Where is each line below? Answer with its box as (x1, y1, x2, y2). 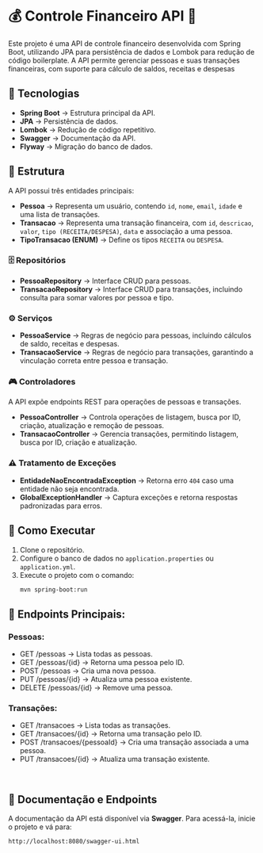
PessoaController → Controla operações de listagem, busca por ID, (19, 412, 242, 422)
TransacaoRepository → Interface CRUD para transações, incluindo (19, 284, 243, 294)
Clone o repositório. (19, 545, 85, 554)
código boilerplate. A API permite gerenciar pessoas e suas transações (8, 55, 240, 65)
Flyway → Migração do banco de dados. (19, 141, 153, 151)
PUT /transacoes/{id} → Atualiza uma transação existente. (19, 755, 210, 764)
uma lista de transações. (19, 209, 101, 219)
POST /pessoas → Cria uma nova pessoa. (19, 666, 156, 675)
